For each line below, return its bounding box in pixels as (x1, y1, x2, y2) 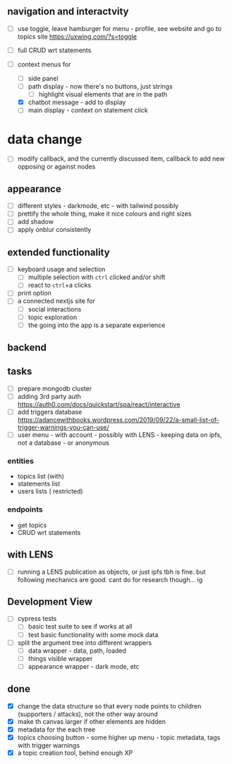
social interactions (28, 304, 82, 313)
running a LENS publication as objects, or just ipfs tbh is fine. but (17, 567, 206, 576)
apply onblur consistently (17, 226, 92, 234)
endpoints (7, 505, 44, 515)
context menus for (17, 60, 71, 68)
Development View (7, 596, 93, 608)
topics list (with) (17, 472, 65, 481)
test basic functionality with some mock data (28, 630, 159, 639)
